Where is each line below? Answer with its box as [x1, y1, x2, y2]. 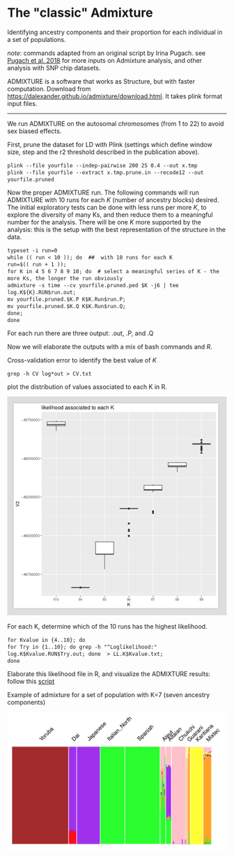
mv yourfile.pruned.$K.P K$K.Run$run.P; [7, 296, 127, 303]
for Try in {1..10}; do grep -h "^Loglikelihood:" [7, 643, 157, 650]
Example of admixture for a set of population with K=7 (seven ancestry [7, 690, 210, 698]
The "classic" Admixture [7, 5, 153, 21]
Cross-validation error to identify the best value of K [7, 356, 157, 364]
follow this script [7, 677, 55, 685]
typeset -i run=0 [7, 247, 58, 254]
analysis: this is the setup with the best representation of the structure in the [7, 225, 226, 234]
